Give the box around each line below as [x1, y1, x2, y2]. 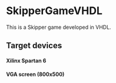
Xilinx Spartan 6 [6, 57, 47, 64]
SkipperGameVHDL [6, 4, 103, 18]
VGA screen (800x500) [6, 71, 65, 78]
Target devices [6, 41, 62, 51]
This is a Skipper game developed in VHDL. [6, 24, 111, 31]
